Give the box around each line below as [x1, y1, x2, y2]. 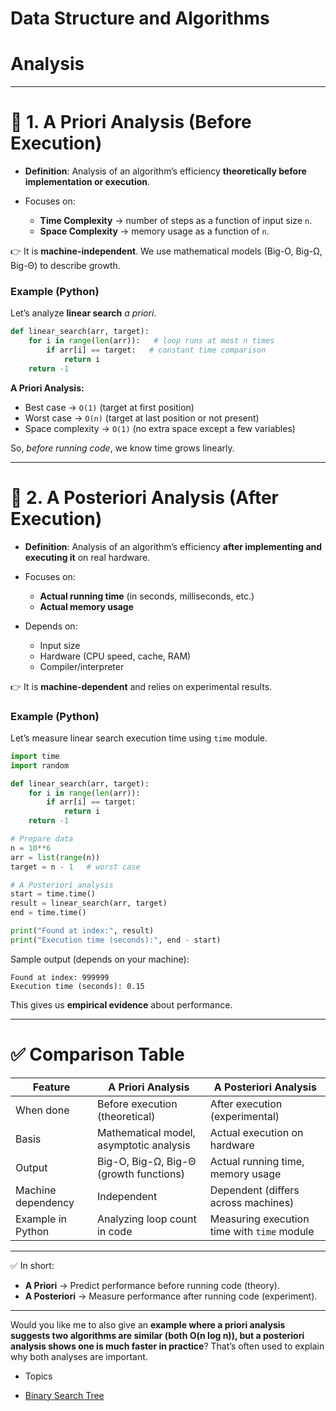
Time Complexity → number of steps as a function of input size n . [39, 215, 313, 227]
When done [15, 1103, 70, 1117]
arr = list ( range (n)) [10, 852, 101, 862]
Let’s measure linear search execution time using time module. [10, 732, 268, 744]
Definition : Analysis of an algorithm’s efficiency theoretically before [24, 165, 307, 177]
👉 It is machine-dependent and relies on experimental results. [10, 680, 273, 692]
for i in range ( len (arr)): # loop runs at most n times [28, 336, 275, 346]
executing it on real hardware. [24, 551, 151, 563]
